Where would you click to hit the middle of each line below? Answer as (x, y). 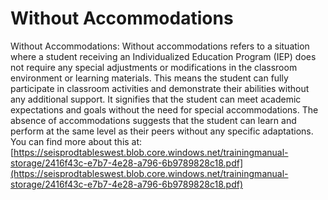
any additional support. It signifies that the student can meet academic (156, 99)
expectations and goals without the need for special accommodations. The (164, 109)
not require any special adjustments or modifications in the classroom (154, 67)
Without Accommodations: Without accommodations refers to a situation (160, 46)
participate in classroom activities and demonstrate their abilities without (160, 88)
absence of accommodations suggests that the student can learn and (153, 120)
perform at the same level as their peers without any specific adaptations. (162, 131)
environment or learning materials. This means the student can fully (149, 78)
